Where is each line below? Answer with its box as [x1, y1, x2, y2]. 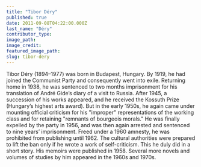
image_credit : [6, 43, 42, 49]
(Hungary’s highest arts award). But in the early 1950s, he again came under [6, 102, 195, 109]
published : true [6, 14, 47, 20]
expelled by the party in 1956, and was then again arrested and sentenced [6, 121, 190, 128]
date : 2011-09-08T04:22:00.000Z [6, 20, 87, 26]
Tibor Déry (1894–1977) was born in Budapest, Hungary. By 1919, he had [6, 70, 185, 77]
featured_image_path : [6, 48, 61, 54]
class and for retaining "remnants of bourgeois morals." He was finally [6, 115, 180, 122]
